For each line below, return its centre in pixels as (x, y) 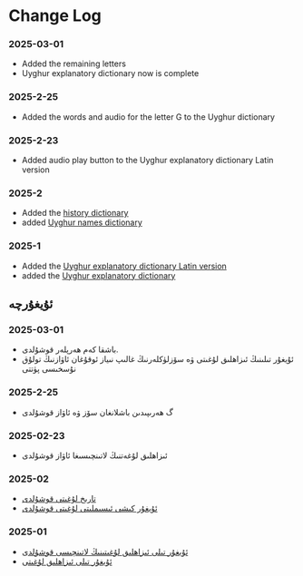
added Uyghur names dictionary (82, 222)
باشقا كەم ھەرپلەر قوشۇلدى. (70, 349)
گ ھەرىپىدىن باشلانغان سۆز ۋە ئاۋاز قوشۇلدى (98, 412)
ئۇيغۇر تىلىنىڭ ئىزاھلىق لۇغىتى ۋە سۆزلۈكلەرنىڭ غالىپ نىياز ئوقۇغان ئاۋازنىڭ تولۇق (157, 359)
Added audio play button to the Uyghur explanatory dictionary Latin (147, 161)
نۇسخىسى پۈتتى (49, 369)
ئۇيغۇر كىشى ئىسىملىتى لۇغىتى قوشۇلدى (89, 508)
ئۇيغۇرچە (31, 304)
